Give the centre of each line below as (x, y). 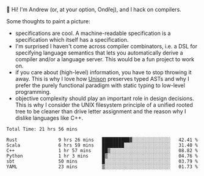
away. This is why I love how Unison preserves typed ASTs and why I (102, 79)
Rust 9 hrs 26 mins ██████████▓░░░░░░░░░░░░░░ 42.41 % (102, 140)
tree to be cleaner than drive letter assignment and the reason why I (100, 111)
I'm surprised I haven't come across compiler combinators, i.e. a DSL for (106, 46)
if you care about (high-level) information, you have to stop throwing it (103, 72)
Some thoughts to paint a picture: (48, 21)
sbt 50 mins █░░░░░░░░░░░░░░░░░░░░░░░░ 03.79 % (102, 161)
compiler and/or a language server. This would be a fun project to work (104, 59)
